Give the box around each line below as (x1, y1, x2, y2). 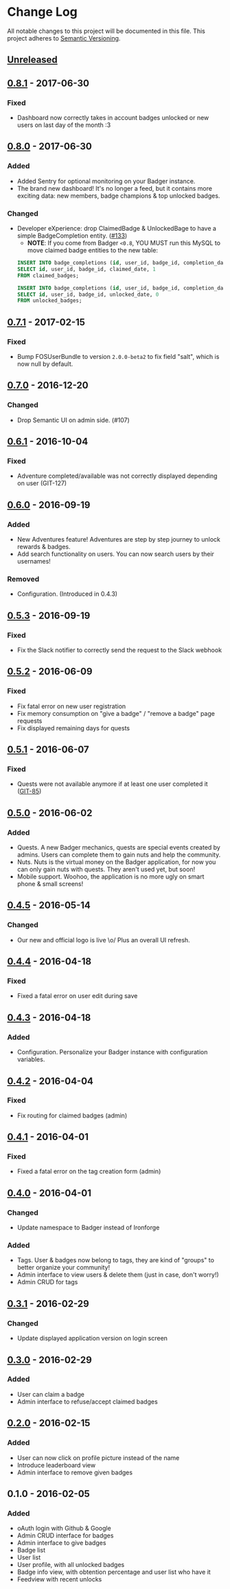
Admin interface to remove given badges (16, 1468, 133, 1476)
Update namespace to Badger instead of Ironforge (16, 1223, 160, 1232)
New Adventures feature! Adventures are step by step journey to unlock (16, 535, 221, 543)
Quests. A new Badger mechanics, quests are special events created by (16, 844, 221, 852)
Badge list (16, 1546, 46, 1555)
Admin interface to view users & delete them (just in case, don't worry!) (16, 1271, 220, 1279)
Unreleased (7, 54, 58, 66)
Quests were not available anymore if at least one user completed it (16, 780, 208, 788)
